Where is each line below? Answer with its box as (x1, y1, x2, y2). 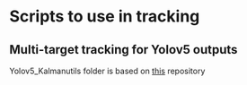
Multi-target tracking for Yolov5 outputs (9, 42, 238, 57)
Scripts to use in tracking (9, 6, 200, 27)
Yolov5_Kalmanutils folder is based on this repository (9, 65, 206, 76)
